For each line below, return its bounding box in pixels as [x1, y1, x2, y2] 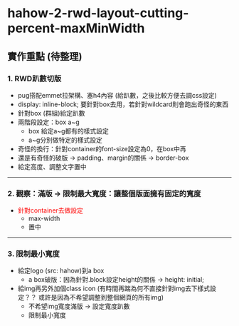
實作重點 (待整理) [7, 50, 83, 62]
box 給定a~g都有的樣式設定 [28, 126, 109, 135]
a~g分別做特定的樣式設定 [28, 136, 103, 144]
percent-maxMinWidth [7, 20, 145, 36]
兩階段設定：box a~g [17, 118, 80, 126]
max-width [28, 214, 60, 223]
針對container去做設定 [17, 206, 84, 215]
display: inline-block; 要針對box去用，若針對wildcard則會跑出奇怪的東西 [17, 100, 229, 108]
